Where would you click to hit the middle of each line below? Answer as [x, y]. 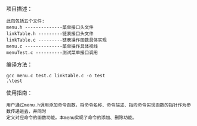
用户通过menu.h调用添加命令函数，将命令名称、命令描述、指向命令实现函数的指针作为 [96, 105]
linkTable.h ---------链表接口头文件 [50, 34]
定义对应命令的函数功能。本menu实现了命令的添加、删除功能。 [72, 118]
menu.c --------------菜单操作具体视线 [52, 46]
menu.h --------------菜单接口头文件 [50, 27]
